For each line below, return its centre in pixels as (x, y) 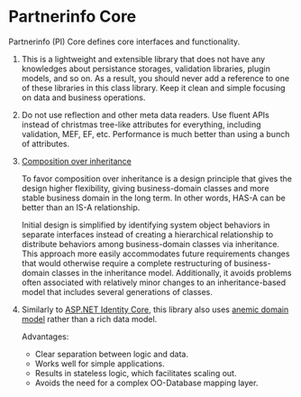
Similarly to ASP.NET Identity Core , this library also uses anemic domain (155, 309)
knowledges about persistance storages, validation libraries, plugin (146, 69)
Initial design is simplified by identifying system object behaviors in (146, 225)
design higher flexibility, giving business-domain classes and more (145, 188)
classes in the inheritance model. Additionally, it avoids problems (172, 272)
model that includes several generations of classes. (117, 291)
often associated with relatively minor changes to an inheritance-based (154, 282)
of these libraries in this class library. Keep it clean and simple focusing (153, 88)
